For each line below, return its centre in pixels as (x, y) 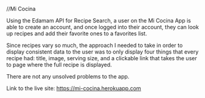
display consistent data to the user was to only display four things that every (102, 52)
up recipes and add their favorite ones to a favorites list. (77, 33)
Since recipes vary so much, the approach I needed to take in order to (95, 45)
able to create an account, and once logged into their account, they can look (102, 27)
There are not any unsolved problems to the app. (68, 76)
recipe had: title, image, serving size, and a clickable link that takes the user (102, 58)
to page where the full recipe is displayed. (59, 65)
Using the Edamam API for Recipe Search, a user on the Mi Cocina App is (99, 20)
